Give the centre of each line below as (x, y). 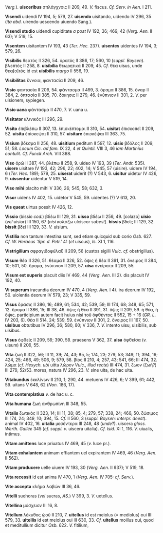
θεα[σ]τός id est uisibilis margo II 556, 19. (47, 71)
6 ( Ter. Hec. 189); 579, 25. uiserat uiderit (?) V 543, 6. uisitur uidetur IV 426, (81, 173)
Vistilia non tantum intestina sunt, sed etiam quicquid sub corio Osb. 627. (79, 236)
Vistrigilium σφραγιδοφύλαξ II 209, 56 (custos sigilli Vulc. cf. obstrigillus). (80, 251)
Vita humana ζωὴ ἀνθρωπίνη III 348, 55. (46, 404)
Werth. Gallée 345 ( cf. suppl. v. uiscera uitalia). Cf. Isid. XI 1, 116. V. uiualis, (79, 429)
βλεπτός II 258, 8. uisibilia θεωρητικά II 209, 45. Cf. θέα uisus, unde (74, 66)
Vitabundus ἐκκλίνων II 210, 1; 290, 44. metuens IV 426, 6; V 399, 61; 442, (80, 380)
